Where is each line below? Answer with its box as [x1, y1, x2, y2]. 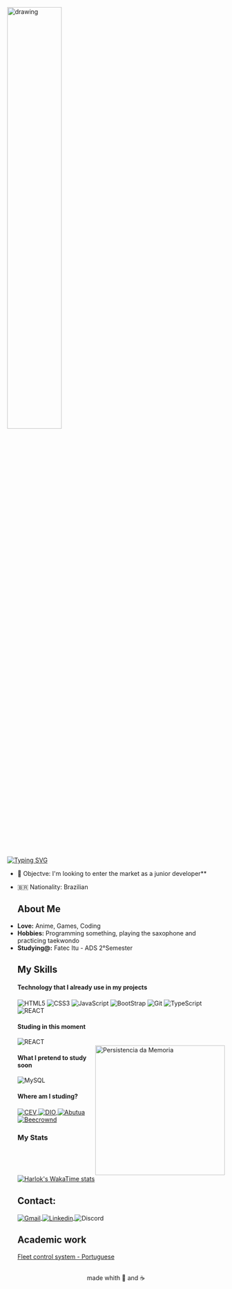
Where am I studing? [17, 1093, 78, 1101]
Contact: [17, 1195, 57, 1207]
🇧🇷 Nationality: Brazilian [17, 883, 88, 891]
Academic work [17, 1234, 87, 1246]
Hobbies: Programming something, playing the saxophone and [17, 929, 197, 937]
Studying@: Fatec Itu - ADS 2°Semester [17, 944, 133, 952]
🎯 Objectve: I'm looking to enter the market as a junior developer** [17, 870, 207, 877]
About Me [17, 903, 61, 915]
